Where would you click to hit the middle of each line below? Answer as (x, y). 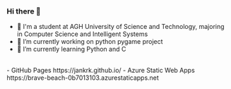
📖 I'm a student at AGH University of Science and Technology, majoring (120, 27)
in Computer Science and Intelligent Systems (82, 34)
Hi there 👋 (24, 11)
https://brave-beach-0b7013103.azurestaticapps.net (83, 78)
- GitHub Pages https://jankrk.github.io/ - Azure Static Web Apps (101, 71)
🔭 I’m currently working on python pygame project (90, 42)
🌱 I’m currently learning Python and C (71, 49)
